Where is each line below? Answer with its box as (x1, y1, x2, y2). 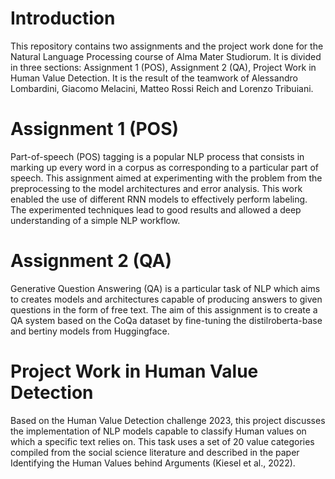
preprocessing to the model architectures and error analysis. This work (10, 182, 303, 194)
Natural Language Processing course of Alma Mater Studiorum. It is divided (10, 50, 322, 62)
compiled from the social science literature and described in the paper (10, 446, 300, 458)
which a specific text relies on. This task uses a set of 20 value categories (10, 435, 315, 447)
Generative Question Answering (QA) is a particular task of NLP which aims (10, 282, 321, 294)
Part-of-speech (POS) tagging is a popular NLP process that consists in (10, 150, 305, 162)
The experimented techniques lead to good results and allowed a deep (10, 203, 302, 216)
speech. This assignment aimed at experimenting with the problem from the (10, 172, 323, 184)
